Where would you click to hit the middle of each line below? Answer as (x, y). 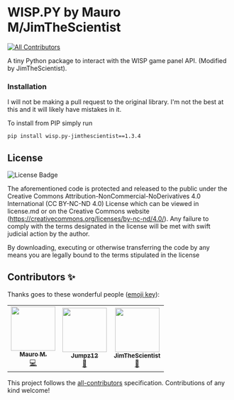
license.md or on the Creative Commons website (79, 211)
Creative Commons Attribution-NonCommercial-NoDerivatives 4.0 (104, 196)
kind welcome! (29, 390)
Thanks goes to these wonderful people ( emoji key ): (84, 294)
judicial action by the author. (49, 234)
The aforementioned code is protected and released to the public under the (117, 189)
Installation (27, 86)
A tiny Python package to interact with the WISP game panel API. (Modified (117, 60)
